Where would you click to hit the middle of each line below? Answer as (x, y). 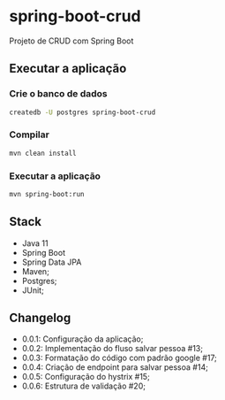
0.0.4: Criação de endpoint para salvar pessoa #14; (115, 367)
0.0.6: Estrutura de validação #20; (83, 386)
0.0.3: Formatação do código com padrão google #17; (120, 358)
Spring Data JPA (52, 262)
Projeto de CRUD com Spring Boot (71, 41)
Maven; (36, 271)
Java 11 (35, 243)
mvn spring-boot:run (47, 194)
